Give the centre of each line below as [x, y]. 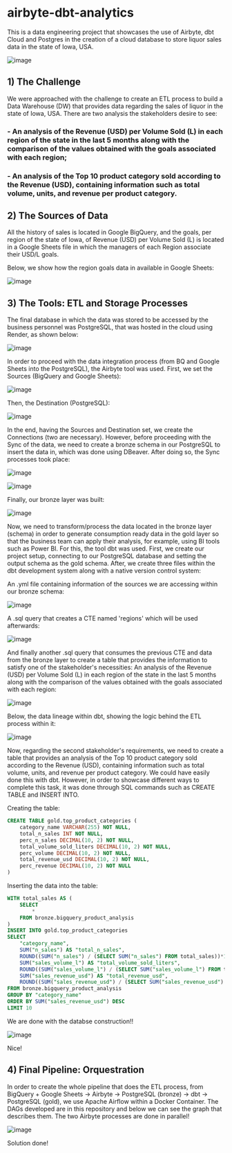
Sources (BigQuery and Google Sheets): [64, 376]
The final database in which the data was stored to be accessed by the [108, 320]
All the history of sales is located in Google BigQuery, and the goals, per [109, 232]
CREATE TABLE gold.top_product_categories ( [72, 821]
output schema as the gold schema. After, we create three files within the [111, 564]
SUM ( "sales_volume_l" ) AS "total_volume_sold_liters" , [100, 963]
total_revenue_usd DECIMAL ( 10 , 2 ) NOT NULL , [85, 860]
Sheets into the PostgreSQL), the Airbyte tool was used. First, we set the [110, 369]
